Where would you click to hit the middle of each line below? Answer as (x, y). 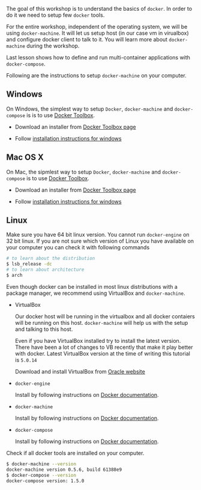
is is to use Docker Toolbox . (61, 115)
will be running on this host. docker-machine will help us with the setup (101, 322)
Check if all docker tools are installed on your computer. (75, 453)
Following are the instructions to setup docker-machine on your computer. (97, 75)
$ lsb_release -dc (29, 264)
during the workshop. (53, 46)
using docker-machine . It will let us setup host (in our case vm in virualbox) (97, 33)
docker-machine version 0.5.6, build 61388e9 (64, 470)
